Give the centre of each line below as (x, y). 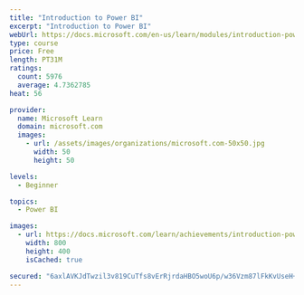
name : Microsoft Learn (60, 119)
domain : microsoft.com (60, 127)
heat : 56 (26, 93)
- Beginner (38, 185)
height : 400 (48, 251)
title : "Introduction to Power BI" (76, 18)
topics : (24, 201)
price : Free (32, 52)
